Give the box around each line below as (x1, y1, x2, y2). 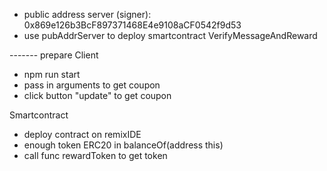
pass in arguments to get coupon (23, 79, 161, 91)
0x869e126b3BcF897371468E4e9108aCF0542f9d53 (23, 19, 242, 31)
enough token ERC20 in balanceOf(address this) (23, 139, 224, 151)
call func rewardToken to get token (23, 150, 168, 161)
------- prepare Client (9, 49, 99, 61)
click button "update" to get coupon (23, 90, 172, 101)
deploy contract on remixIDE (23, 129, 142, 140)
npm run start (23, 69, 81, 80)
